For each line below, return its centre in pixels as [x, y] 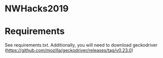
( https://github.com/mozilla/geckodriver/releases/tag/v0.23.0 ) [69, 51]
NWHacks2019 [37, 9]
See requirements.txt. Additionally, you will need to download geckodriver [81, 45]
